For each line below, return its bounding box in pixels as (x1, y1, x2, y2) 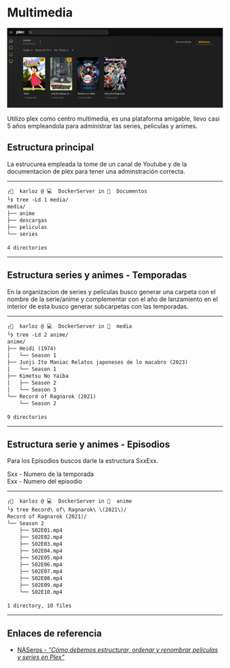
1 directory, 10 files (7, 602, 72, 610)
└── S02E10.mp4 (19, 588, 63, 596)
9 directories (7, 414, 48, 420)
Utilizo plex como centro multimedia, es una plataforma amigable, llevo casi (7, 115, 220, 123)
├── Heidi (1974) (7, 345, 57, 352)
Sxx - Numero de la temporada (7, 470, 94, 478)
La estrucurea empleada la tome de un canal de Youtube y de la (7, 160, 187, 168)
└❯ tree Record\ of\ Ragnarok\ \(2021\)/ (7, 506, 127, 514)
